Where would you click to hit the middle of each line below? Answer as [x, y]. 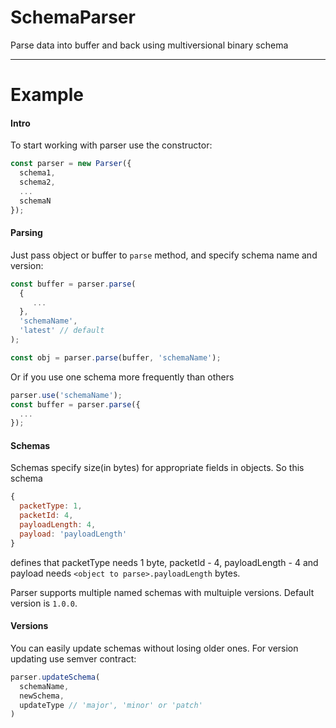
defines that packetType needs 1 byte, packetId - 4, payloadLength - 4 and [164, 562]
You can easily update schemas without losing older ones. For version [154, 648]
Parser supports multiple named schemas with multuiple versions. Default [162, 592]
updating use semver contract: [73, 658]
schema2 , [37, 182]
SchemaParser [73, 17]
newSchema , [42, 696]
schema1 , [37, 173]
